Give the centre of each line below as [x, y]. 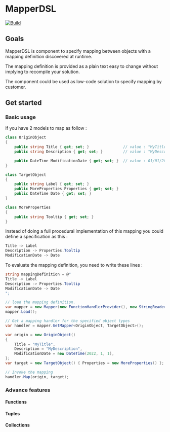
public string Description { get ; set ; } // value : [80, 152]
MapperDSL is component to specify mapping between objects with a [78, 51]
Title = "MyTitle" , [35, 344]
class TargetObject [26, 175]
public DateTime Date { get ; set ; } [53, 194]
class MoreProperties [28, 207]
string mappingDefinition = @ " [38, 274]
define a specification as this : [36, 237]
